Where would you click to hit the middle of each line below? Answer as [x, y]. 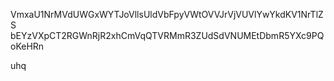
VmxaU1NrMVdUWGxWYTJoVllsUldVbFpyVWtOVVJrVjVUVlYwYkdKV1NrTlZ [167, 14]
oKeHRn [27, 46]
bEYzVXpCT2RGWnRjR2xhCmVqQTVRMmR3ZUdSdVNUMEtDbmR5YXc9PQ [167, 35]
